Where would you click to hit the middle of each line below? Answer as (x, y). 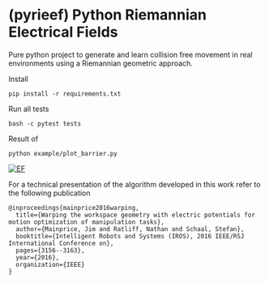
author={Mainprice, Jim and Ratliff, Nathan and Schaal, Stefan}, (130, 229)
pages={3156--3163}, (50, 250)
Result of (23, 139)
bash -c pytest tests (45, 123)
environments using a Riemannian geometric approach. (100, 63)
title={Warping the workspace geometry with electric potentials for (135, 215)
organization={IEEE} (50, 264)
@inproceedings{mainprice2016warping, (74, 208)
